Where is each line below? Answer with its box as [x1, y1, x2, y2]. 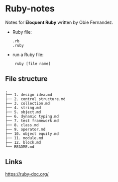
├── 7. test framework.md [5, 118, 59, 123]
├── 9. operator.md [5, 127, 46, 132]
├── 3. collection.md [5, 101, 50, 106]
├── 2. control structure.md [5, 96, 66, 102]
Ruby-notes [5, 3, 55, 14]
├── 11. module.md [5, 135, 43, 140]
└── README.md [5, 144, 35, 149]
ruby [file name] [14, 61, 51, 66]
